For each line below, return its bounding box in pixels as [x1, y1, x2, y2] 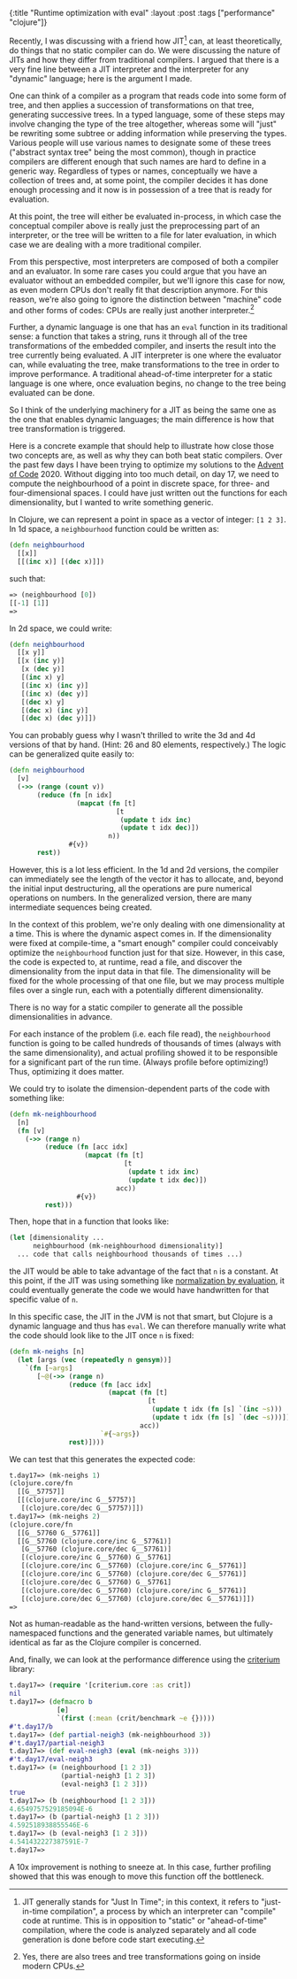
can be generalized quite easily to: [9, 749, 135, 759]
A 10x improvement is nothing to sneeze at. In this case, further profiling [9, 1861, 271, 1872]
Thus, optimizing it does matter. [9, 1066, 125, 1076]
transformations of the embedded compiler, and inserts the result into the [9, 341, 277, 351]
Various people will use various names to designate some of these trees [9, 137, 271, 148]
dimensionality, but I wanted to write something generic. [9, 497, 214, 508]
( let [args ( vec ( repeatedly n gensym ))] [17, 1355, 172, 1364]
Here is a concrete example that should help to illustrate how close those [9, 441, 274, 451]
